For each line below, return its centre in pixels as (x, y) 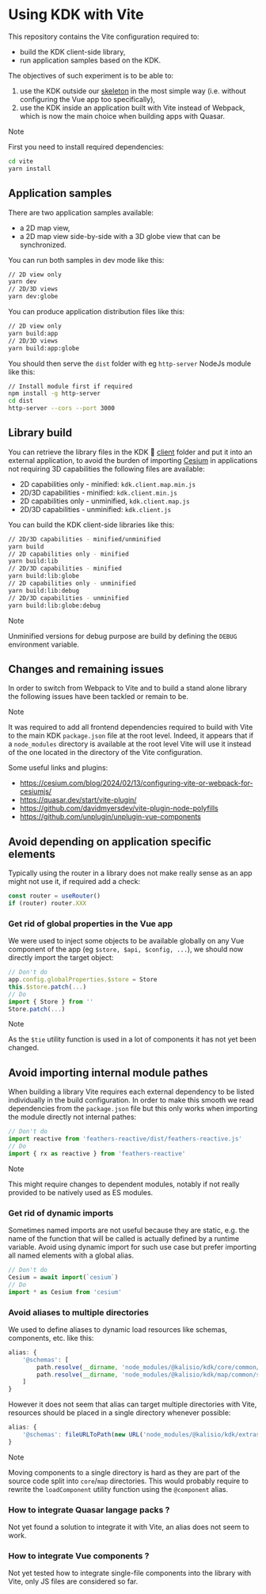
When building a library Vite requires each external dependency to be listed (131, 1092)
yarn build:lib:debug (44, 590)
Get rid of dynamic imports (61, 1213)
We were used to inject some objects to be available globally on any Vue (126, 941)
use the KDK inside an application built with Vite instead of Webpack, (132, 108)
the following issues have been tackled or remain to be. (98, 696)
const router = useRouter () (55, 896)
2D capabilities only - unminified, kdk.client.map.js (104, 501)
